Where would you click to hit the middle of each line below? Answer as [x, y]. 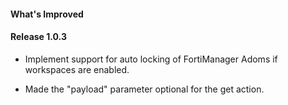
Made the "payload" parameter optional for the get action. [144, 89]
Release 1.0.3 [38, 37]
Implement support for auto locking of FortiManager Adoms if [151, 59]
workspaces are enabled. [77, 69]
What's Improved [47, 14]
